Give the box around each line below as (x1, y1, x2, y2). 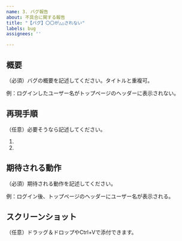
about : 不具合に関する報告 (6, 14, 66, 20)
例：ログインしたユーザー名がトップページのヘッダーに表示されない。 (6, 89, 180, 96)
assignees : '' (6, 31, 42, 37)
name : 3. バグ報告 (6, 8, 49, 15)
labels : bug (6, 25, 36, 32)
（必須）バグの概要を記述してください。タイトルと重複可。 (6, 77, 153, 84)
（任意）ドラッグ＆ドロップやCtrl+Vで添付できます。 (6, 228, 137, 236)
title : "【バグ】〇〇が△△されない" (6, 20, 85, 26)
